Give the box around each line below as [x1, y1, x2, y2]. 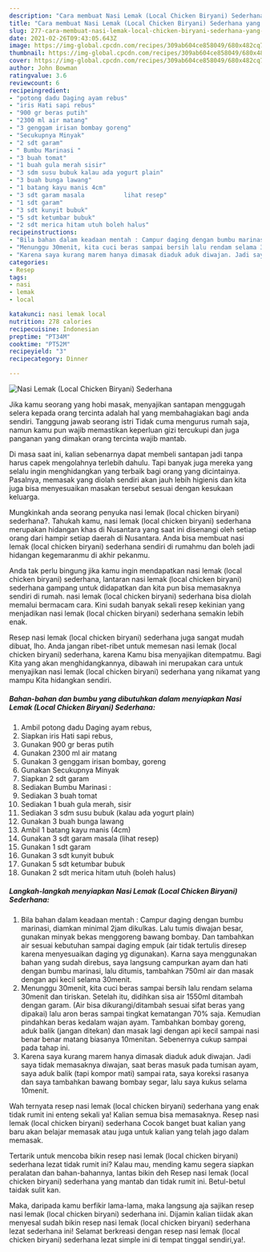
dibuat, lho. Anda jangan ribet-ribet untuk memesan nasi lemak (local [9, 641, 237, 651]
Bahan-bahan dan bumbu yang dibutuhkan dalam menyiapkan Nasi [9, 694, 242, 703]
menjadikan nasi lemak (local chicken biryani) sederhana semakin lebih [9, 608, 244, 618]
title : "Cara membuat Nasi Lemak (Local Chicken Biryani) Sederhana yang [9, 19, 261, 27]
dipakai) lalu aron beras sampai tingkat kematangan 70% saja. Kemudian [20, 1009, 261, 1018]
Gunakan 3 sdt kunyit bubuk [20, 850, 115, 860]
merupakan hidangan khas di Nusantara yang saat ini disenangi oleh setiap [9, 525, 257, 534]
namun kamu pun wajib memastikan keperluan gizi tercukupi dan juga [9, 425, 240, 435]
